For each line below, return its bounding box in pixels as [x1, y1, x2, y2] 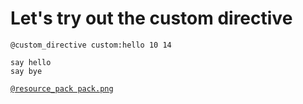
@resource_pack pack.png [10, 83, 114, 94]
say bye [10, 66, 43, 76]
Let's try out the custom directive [10, 7, 293, 30]
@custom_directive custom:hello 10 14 [10, 40, 172, 50]
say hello [10, 57, 52, 67]
